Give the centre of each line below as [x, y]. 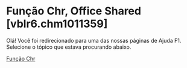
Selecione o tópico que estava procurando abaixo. [69, 47]
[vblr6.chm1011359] [57, 24]
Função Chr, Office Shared [74, 11]
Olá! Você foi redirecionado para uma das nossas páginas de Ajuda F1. [94, 40]
